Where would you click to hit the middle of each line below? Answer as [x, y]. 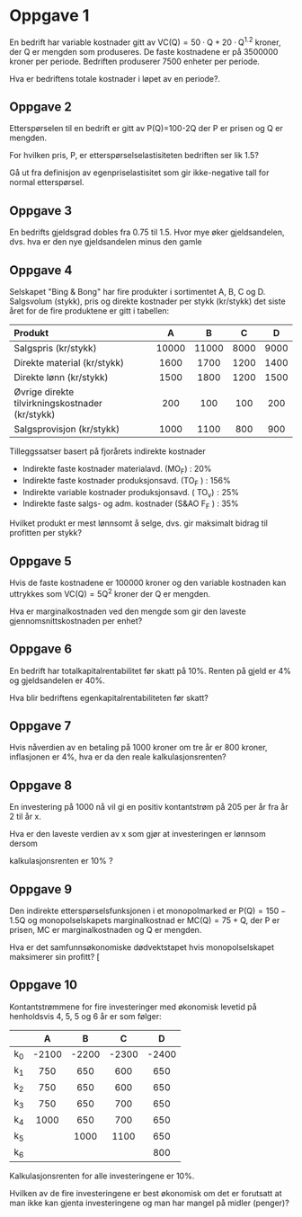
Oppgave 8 [41, 785]
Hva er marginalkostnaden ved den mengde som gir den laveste [128, 611]
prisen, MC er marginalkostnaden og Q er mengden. [106, 929]
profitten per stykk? [46, 533]
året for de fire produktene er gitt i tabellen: [89, 311]
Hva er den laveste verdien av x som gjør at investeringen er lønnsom [138, 834]
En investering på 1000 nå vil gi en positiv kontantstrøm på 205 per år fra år [149, 807]
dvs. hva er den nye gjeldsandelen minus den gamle [106, 242]
